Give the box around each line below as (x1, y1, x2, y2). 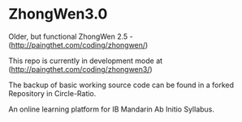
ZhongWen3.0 (8, 5, 108, 23)
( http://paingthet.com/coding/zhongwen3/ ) (8, 64, 153, 74)
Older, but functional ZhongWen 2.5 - (8, 32, 133, 41)
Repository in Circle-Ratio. (8, 88, 97, 98)
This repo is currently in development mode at (8, 56, 163, 65)
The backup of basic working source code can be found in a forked (8, 80, 234, 90)
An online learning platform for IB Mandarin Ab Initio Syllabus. (8, 104, 215, 114)
